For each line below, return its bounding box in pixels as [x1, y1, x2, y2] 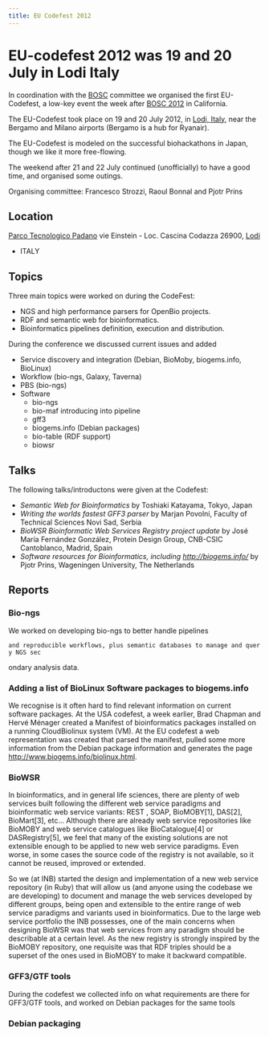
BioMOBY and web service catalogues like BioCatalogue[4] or [8, 824, 214, 834]
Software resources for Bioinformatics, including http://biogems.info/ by [19, 552, 259, 561]
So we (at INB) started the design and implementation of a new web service [8, 874, 259, 884]
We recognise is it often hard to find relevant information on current [8, 700, 231, 710]
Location [8, 210, 54, 223]
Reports [8, 583, 50, 597]
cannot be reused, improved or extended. [8, 859, 146, 868]
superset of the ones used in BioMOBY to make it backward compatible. [8, 951, 247, 961]
